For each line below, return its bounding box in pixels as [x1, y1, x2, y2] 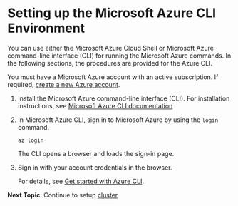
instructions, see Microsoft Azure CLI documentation [17, 101, 173, 110]
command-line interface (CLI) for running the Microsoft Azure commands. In [7, 51, 232, 60]
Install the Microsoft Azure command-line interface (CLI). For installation [17, 94, 230, 103]
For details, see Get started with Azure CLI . [17, 177, 145, 185]
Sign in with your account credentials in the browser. [17, 163, 172, 172]
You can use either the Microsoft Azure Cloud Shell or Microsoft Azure [7, 43, 214, 52]
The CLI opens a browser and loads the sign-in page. [17, 149, 175, 158]
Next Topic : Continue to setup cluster [7, 190, 118, 199]
